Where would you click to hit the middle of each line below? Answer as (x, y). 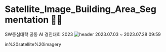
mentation (27, 20)
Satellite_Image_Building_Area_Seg (80, 9)
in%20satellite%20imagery (33, 44)
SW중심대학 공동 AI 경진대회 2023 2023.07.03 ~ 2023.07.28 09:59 (83, 34)
